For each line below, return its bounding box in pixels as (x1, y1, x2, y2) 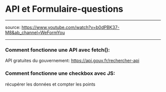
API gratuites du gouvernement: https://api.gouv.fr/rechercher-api (5, 58, 140, 63)
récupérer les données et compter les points (5, 81, 95, 87)
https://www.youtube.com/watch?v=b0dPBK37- (21, 24, 120, 30)
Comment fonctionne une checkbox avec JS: (5, 70, 115, 77)
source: (5, 24, 21, 30)
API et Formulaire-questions (5, 3, 124, 15)
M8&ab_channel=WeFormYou (5, 30, 65, 35)
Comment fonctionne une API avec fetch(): (5, 46, 110, 53)
